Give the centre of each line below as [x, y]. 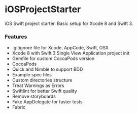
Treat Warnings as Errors [38, 85]
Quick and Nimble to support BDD [47, 69]
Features [16, 37]
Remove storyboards [34, 96]
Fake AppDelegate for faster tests [47, 102]
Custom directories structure [42, 80]
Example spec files [32, 75]
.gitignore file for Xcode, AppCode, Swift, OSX [60, 48]
